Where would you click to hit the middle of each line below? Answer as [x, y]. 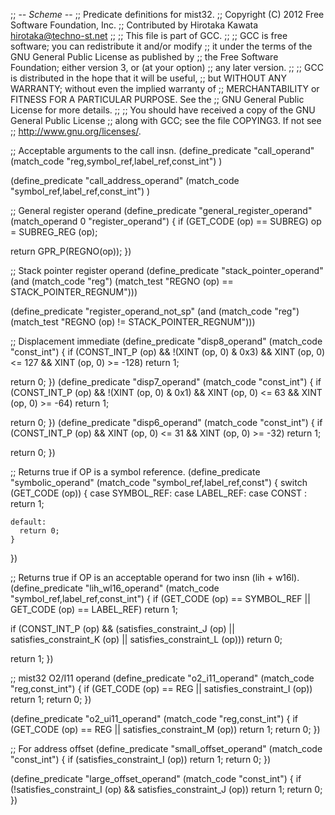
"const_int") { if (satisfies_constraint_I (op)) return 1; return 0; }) [141, 759]
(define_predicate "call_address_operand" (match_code [125, 180]
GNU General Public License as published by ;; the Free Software [144, 57]
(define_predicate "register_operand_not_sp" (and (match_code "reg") [155, 311]
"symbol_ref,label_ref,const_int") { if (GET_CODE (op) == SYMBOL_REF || [160, 598]
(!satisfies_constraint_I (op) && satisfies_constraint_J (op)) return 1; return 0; [166, 789]
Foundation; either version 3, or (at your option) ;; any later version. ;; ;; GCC [167, 67]
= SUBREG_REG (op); [54, 232]
